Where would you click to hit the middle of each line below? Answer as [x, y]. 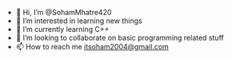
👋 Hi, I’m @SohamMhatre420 [64, 12]
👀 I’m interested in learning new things [79, 21]
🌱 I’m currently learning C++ [62, 29]
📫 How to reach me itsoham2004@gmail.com [92, 47]
